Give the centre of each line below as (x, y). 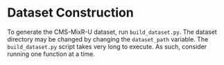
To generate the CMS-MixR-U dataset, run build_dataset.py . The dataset (112, 32)
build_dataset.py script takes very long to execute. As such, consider (107, 46)
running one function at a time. (51, 54)
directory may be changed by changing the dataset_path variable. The (108, 39)
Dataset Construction (70, 13)
